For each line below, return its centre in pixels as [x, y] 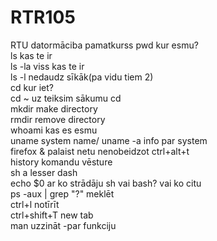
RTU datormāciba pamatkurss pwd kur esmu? [104, 45]
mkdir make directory [54, 108]
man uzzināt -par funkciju [63, 225]
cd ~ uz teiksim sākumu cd [66, 98]
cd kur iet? [32, 87]
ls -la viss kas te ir [47, 66]
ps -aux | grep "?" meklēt [62, 193]
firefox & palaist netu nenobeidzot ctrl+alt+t [100, 151]
